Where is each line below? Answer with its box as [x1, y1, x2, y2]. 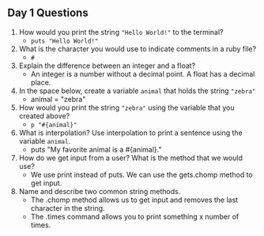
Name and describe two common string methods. [18, 186, 181, 196]
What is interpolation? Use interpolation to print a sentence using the [18, 128, 243, 137]
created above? [18, 111, 70, 121]
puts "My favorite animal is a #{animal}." [30, 144, 162, 154]
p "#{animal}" [30, 121, 77, 129]
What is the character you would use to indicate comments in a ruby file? [18, 43, 257, 54]
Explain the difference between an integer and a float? [18, 61, 196, 70]
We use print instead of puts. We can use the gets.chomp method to [30, 170, 254, 179]
